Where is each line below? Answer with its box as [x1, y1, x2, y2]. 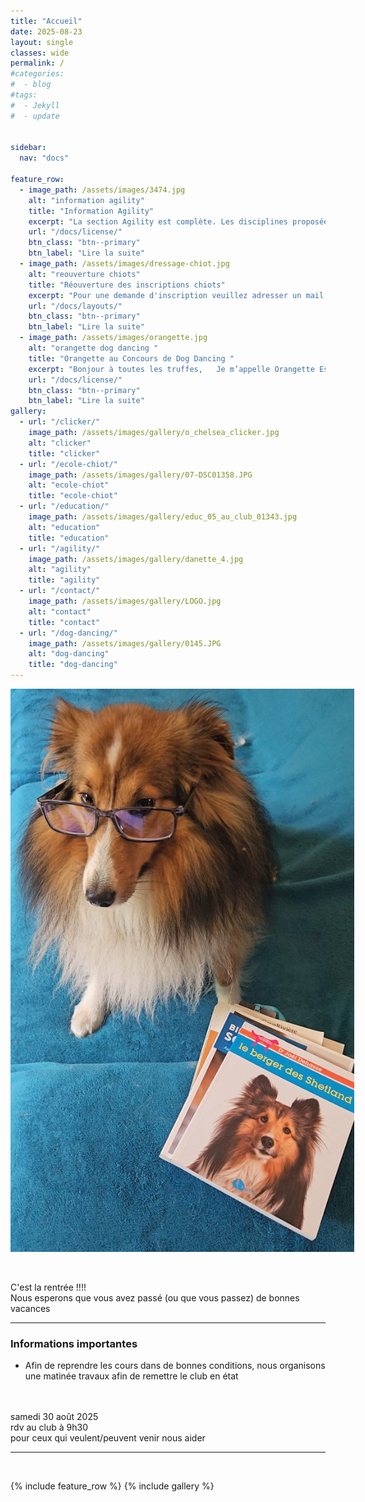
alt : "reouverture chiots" [28, 269, 141, 279]
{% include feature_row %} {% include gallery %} [10, 1480, 215, 1492]
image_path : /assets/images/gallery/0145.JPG [28, 638, 222, 649]
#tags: [10, 90, 38, 100]
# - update [10, 111, 60, 121]
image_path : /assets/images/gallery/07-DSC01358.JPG [28, 470, 253, 480]
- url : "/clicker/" [19, 417, 101, 427]
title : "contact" [28, 617, 101, 627]
